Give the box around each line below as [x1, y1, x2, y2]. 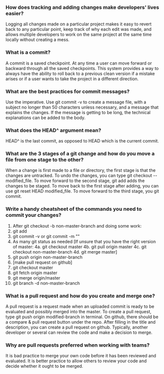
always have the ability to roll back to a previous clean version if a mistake [5, 70, 155, 76]
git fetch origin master [12, 270, 58, 276]
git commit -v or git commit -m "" [12, 233, 80, 239]
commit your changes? [5, 212, 62, 219]
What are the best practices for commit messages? [5, 88, 130, 94]
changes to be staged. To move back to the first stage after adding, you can [5, 183, 159, 189]
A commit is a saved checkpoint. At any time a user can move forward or [5, 60, 152, 66]
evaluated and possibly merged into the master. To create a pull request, [5, 309, 152, 315]
